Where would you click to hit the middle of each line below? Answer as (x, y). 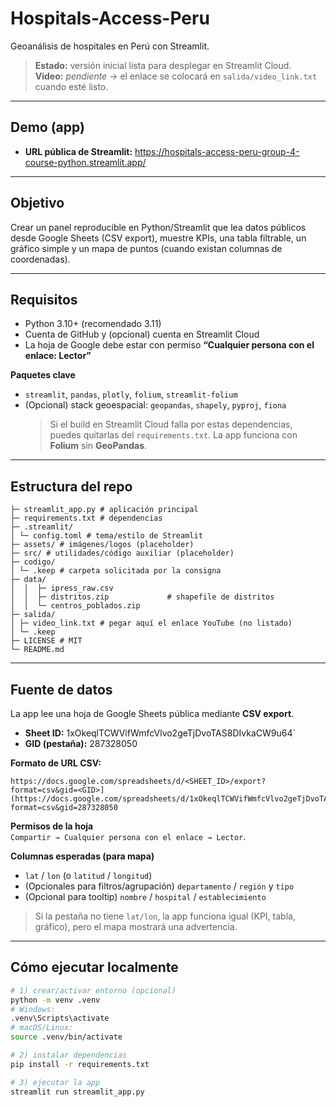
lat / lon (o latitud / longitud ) (88, 875)
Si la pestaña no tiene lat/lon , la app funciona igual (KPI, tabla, (165, 916)
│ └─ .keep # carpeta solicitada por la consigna (116, 571)
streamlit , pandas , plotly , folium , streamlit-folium (131, 394)
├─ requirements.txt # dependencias (86, 518)
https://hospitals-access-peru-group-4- (217, 151)
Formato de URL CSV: (56, 763)
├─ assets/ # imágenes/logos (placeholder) (102, 545)
